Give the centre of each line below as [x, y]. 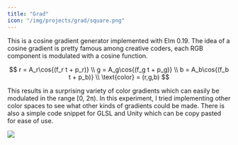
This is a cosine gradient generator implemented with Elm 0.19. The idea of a [119, 40]
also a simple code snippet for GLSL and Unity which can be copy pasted [114, 113]
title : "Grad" [28, 14]
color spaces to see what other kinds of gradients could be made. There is [116, 105]
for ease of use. [30, 120]
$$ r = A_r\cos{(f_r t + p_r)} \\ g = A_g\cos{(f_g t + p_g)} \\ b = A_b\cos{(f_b [119, 69]
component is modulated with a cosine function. [78, 56]
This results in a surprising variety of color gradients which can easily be [113, 91]
